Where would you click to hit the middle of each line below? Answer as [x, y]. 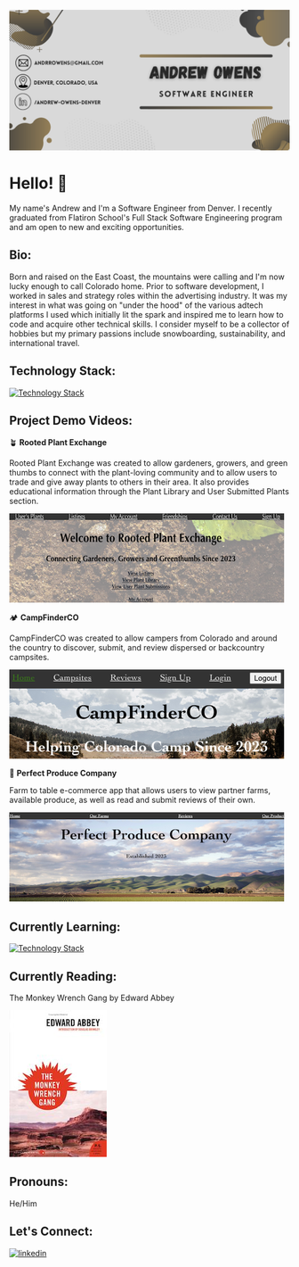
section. [24, 501]
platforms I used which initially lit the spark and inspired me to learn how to [146, 314]
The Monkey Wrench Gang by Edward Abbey [92, 998]
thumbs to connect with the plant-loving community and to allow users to [143, 473]
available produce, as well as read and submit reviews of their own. [133, 800]
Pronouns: [39, 1182]
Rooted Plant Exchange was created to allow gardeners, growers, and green [149, 463]
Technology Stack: [63, 371]
